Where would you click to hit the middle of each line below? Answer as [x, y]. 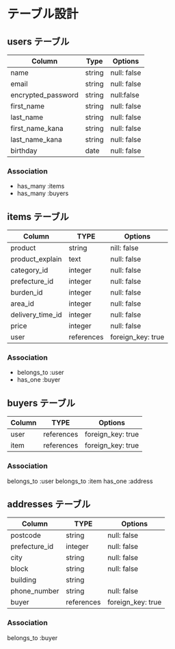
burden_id [27, 293]
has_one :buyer [39, 380]
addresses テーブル [49, 504]
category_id [29, 270]
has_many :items [41, 186]
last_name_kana [37, 139]
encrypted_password [44, 95]
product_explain [36, 259]
